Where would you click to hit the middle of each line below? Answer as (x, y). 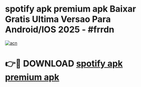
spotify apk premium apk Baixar (70, 9)
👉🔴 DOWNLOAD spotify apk (64, 64)
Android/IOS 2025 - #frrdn (60, 30)
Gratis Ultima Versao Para (58, 19)
